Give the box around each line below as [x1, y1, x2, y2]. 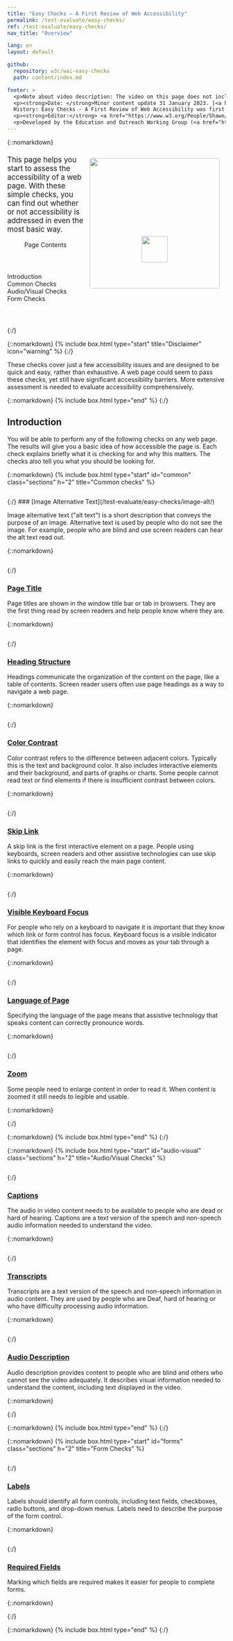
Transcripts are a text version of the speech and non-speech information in [7, 1287, 222, 1295]
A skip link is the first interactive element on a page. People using [7, 842, 194, 850]
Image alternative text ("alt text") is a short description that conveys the [7, 510, 212, 519]
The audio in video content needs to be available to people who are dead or [7, 1206, 223, 1215]
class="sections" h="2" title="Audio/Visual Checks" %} [7, 1154, 166, 1162]
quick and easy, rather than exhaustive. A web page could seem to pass [7, 368, 213, 376]
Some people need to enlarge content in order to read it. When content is [7, 1085, 216, 1093]
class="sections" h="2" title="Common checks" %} [7, 478, 155, 486]
